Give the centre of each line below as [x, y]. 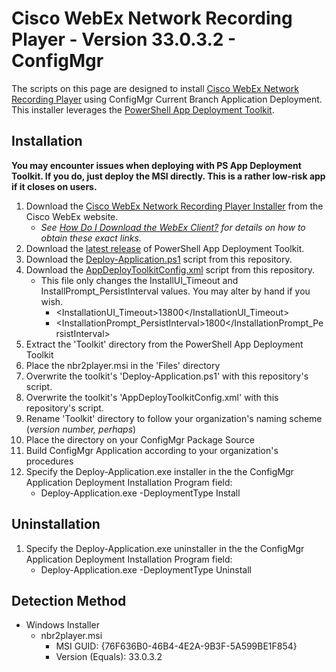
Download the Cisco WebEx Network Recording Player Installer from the [174, 206]
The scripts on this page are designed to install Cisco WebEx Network [155, 88]
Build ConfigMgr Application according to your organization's [152, 450]
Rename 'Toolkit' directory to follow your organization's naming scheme [174, 418]
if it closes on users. [54, 186]
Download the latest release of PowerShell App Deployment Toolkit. [165, 248]
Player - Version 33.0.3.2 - [124, 39]
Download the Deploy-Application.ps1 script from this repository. [159, 259]
